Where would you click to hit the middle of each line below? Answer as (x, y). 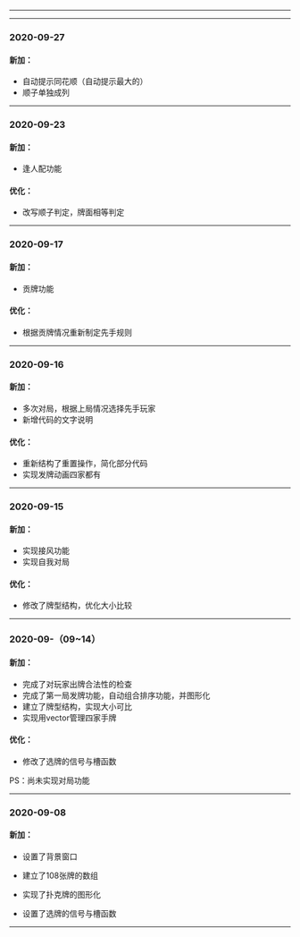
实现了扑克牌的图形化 (61, 894)
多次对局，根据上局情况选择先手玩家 (89, 408)
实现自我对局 (46, 562)
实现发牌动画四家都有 (61, 474)
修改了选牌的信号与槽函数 (69, 761)
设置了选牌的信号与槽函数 (69, 913)
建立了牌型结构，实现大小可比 (77, 706)
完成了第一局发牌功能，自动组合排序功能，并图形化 (116, 695)
